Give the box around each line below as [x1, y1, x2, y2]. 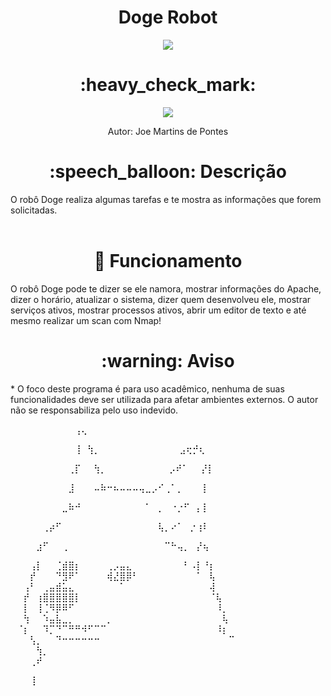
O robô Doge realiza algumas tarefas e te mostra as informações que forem [10, 193, 322, 205]
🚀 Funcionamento [93, 250, 243, 272]
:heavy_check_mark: [79, 74, 257, 96]
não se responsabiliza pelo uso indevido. [10, 404, 179, 416]
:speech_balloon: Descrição [49, 161, 287, 183]
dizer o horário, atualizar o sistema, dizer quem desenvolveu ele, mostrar [10, 293, 312, 305]
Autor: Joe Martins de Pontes [107, 125, 229, 137]
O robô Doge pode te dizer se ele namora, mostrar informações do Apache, [10, 282, 322, 295]
